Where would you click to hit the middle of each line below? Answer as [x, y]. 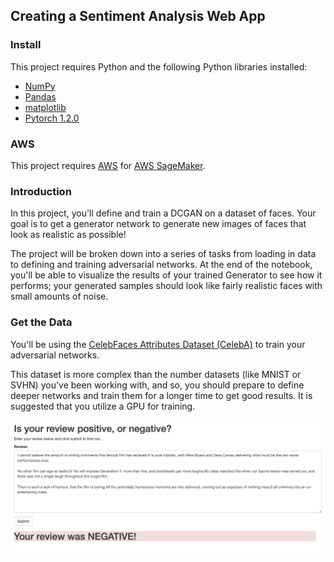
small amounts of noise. [59, 296]
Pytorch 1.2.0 [52, 118]
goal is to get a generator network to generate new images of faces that [158, 224]
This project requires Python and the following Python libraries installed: [159, 66]
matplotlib [45, 107]
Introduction [41, 191]
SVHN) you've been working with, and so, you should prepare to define [157, 385]
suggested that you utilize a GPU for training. [103, 406]
